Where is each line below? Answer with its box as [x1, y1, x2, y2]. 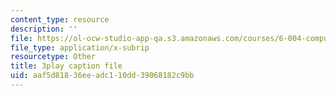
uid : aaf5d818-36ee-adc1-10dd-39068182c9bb [10, 71, 195, 81]
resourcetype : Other [10, 52, 97, 62]
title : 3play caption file [10, 61, 123, 71]
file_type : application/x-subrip [10, 42, 150, 53]
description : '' [10, 24, 78, 34]
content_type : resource [10, 14, 110, 25]
